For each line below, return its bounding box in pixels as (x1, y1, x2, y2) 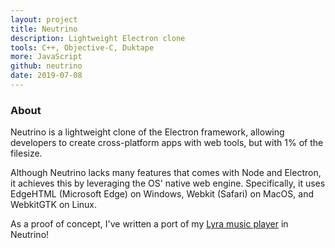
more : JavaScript (10, 52, 83, 62)
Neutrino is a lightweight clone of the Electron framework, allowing (10, 126, 285, 138)
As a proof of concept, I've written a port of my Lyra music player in (10, 218, 289, 230)
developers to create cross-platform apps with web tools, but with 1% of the (10, 137, 324, 149)
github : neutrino (10, 61, 83, 71)
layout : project (10, 14, 78, 25)
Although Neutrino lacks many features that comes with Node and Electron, (10, 167, 322, 179)
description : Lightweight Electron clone (10, 33, 186, 43)
